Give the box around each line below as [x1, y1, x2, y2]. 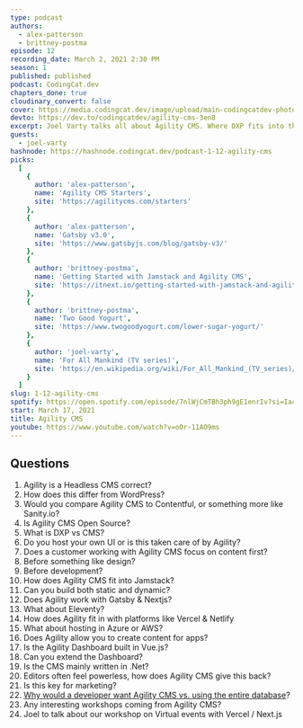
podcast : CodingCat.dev [10, 80, 100, 89]
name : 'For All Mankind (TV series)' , [33, 356, 180, 365]
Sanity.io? [22, 509, 60, 519]
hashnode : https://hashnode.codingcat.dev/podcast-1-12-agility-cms [10, 146, 272, 155]
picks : [10, 155, 35, 164]
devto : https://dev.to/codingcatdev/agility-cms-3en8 [10, 113, 217, 122]
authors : [10, 22, 43, 31]
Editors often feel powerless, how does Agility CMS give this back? [22, 670, 272, 681]
